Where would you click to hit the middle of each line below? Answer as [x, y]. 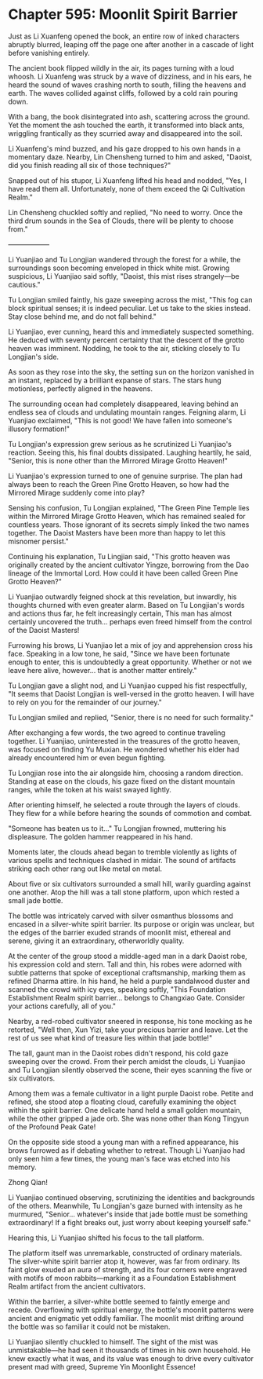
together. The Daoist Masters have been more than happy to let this [117, 532]
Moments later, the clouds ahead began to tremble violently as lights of [122, 852]
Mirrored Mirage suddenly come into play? [76, 492]
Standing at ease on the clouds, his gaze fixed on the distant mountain [122, 781]
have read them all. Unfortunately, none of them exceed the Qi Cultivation [126, 188]
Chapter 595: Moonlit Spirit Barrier [123, 15]
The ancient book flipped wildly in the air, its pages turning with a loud [121, 68]
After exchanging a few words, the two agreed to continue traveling [117, 733]
